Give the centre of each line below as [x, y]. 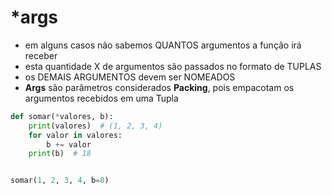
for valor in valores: [75, 135]
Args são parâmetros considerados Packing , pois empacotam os [159, 87]
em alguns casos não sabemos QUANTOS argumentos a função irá [163, 45]
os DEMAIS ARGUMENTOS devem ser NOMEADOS [130, 77]
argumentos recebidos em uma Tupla [101, 98]
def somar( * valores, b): [62, 116]
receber [41, 55]
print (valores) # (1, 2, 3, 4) [95, 126]
